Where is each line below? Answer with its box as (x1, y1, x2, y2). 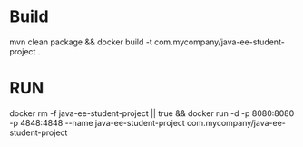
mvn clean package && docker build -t (9, 36, 152, 47)
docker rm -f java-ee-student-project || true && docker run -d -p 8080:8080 (9, 107, 295, 119)
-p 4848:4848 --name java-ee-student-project (9, 117, 186, 128)
